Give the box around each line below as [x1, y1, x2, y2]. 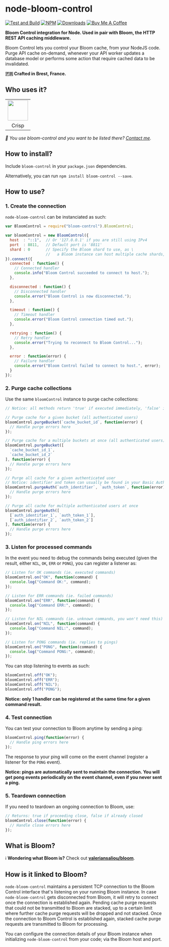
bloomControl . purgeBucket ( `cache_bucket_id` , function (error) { [5, 420, 143, 425]
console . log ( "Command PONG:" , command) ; [10, 649, 96, 654]
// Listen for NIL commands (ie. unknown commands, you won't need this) [5, 617, 163, 622]
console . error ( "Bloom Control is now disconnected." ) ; [14, 293, 132, 298]
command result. [5, 701, 42, 707]
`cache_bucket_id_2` [10, 453, 53, 458]
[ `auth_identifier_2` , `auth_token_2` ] [10, 517, 94, 523]
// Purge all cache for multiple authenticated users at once [5, 503, 138, 508]
